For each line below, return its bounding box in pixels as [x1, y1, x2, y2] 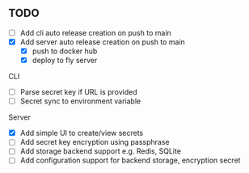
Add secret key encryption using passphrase [19, 137, 170, 147]
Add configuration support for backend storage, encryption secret [19, 155, 241, 165]
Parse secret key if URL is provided [19, 87, 137, 97]
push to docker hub [32, 46, 98, 56]
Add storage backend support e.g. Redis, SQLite [19, 146, 182, 156]
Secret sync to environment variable [19, 96, 141, 106]
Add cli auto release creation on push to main [19, 27, 171, 37]
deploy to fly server [32, 56, 98, 65]
